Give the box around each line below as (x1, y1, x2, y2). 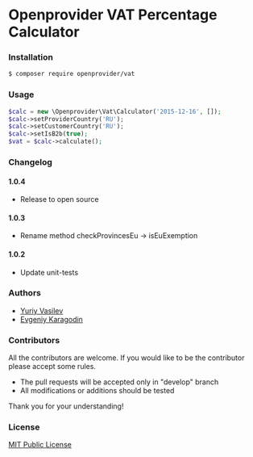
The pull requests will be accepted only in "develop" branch (19, 377, 219, 387)
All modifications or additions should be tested (19, 386, 175, 396)
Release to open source (19, 195, 99, 204)
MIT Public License (8, 440, 73, 450)
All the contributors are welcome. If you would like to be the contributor (8, 353, 245, 363)
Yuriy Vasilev (19, 305, 64, 316)
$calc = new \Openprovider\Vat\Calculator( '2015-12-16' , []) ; (8, 107, 222, 115)
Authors (8, 287, 42, 299)
